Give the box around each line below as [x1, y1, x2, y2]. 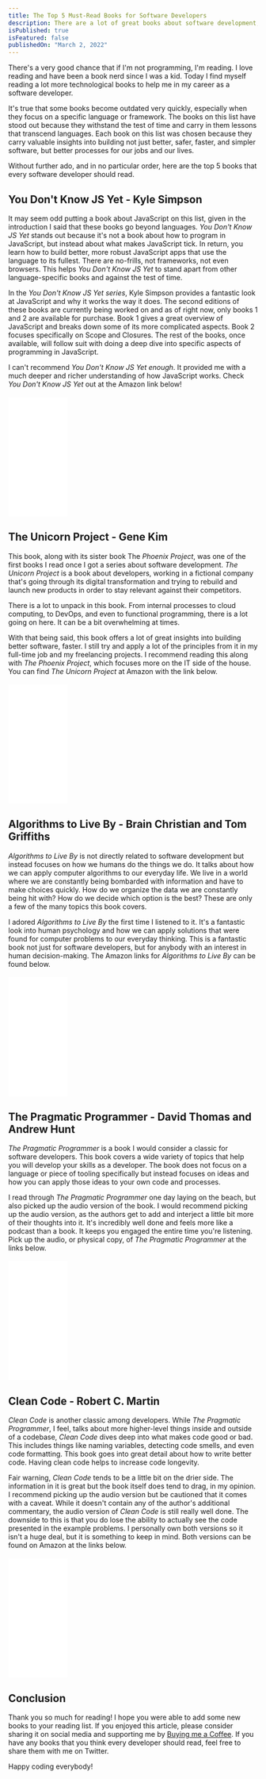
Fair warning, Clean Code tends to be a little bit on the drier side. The [8, 1473, 234, 1483]
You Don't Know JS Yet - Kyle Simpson [8, 192, 203, 206]
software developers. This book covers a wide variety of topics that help [8, 1152, 245, 1161]
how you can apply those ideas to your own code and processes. [8, 1177, 221, 1187]
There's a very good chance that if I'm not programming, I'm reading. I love [8, 63, 253, 72]
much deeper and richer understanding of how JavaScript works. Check [8, 371, 245, 380]
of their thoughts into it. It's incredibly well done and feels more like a [8, 1218, 234, 1227]
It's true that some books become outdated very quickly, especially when [8, 104, 248, 114]
